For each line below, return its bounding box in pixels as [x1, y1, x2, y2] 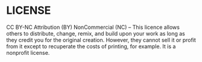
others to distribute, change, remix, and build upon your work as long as [6, 29, 185, 37]
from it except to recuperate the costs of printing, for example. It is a [6, 43, 176, 50]
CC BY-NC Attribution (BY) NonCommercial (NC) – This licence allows [6, 23, 180, 31]
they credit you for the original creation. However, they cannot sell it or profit [6, 36, 196, 43]
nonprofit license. [6, 49, 50, 56]
